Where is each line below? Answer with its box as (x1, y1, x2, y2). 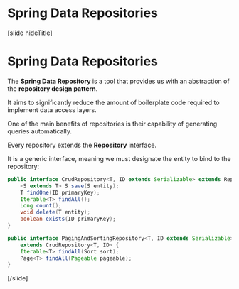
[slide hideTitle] (7, 28, 53, 37)
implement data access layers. (7, 105, 97, 114)
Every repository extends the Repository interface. (7, 141, 157, 149)
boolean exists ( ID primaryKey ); (20, 215, 116, 223)
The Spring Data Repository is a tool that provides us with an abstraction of (7, 77, 230, 85)
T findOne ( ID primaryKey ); (20, 189, 100, 196)
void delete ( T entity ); (20, 209, 91, 216)
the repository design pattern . (7, 84, 98, 93)
